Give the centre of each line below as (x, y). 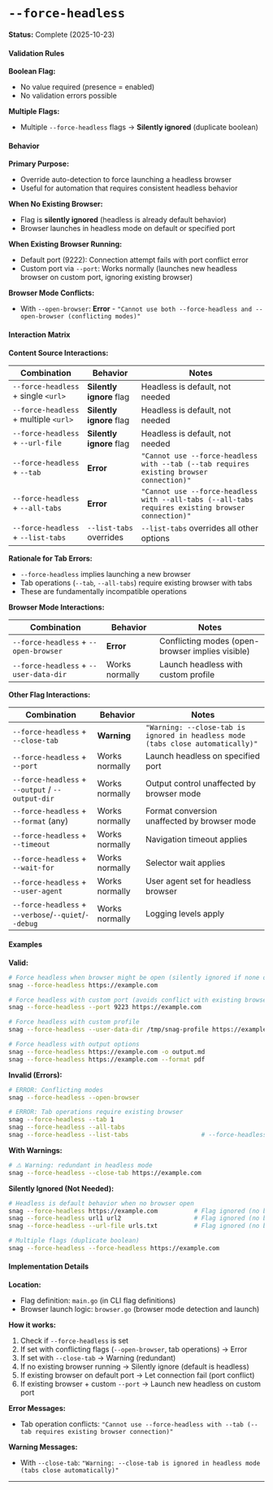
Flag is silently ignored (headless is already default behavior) (123, 220)
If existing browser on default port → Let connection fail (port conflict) (137, 1375)
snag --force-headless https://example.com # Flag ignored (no (134, 1211)
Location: (25, 1285)
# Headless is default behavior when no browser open (102, 1203)
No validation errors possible (69, 96)
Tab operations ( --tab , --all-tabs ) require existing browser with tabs (136, 583)
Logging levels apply (185, 913)
